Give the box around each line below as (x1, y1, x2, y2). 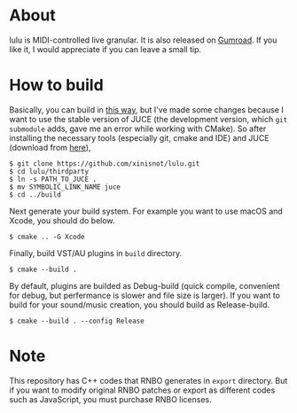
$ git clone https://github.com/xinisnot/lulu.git (9, 159, 200, 168)
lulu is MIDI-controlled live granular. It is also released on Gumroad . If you (9, 35, 277, 45)
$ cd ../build (9, 190, 62, 199)
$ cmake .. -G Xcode (9, 232, 86, 241)
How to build (9, 75, 104, 96)
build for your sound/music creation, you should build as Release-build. (9, 299, 270, 310)
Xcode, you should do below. (9, 214, 115, 226)
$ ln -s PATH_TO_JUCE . (9, 175, 98, 183)
